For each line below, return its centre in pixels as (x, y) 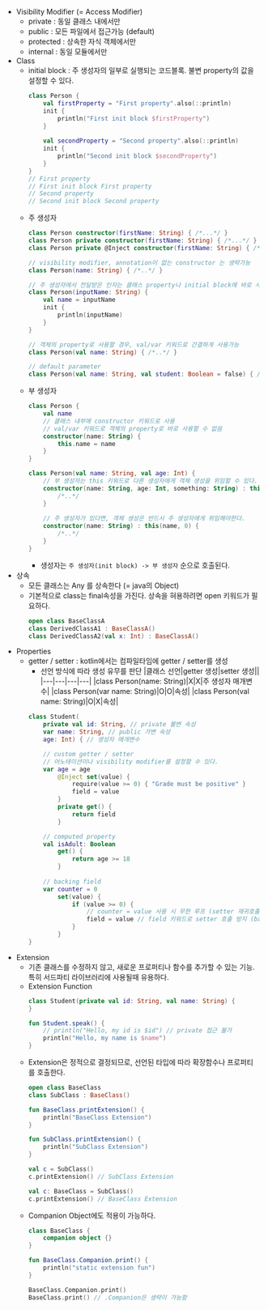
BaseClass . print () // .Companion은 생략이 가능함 (108, 1297)
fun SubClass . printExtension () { (85, 1140)
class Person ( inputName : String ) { (88, 292)
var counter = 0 (70, 889)
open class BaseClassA (66, 621)
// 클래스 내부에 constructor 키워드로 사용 (109, 421)
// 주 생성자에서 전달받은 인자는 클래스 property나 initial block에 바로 (140, 285)
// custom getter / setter (89, 754)
